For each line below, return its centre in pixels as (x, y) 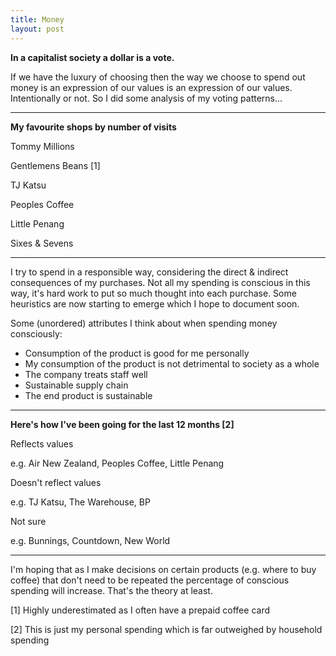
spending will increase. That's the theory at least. (111, 590)
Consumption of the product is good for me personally (137, 353)
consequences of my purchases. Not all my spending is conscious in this (160, 282)
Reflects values (42, 443)
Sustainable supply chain (76, 385)
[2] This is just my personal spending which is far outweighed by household (166, 629)
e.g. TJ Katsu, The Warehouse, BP (80, 502)
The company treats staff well (86, 374)
